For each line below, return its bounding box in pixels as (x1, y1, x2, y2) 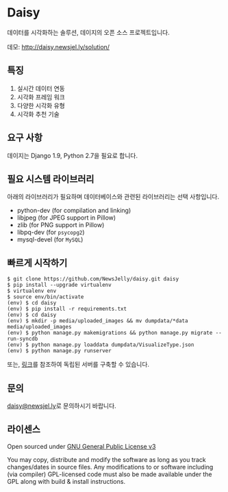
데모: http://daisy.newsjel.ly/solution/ (7, 42, 110, 51)
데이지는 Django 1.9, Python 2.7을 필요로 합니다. (7, 151, 138, 159)
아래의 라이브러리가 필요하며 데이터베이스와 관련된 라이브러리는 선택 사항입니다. (7, 193, 220, 201)
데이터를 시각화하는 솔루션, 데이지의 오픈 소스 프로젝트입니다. (7, 28, 170, 36)
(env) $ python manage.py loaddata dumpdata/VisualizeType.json (7, 341, 194, 348)
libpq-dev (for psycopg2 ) (16, 228, 85, 237)
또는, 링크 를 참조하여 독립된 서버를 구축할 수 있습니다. (7, 361, 149, 369)
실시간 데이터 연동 (16, 84, 65, 92)
